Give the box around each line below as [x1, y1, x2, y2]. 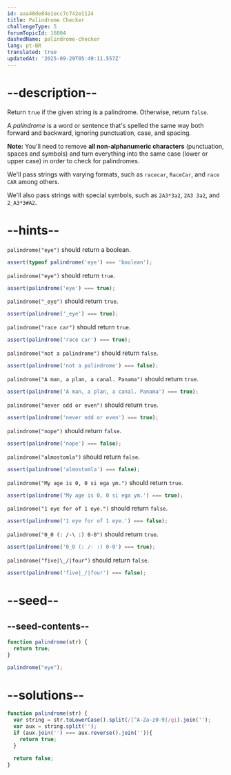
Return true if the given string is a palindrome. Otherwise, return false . [7, 108, 209, 116]
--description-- [7, 84, 98, 100]
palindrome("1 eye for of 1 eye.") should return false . [7, 504, 168, 513]
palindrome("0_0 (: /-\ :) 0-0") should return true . [7, 530, 159, 538]
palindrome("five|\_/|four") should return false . [7, 556, 150, 565]
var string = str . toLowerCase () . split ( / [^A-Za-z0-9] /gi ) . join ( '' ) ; [13, 717, 212, 724]
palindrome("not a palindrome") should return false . [7, 349, 159, 357]
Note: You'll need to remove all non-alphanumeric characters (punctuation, [7, 142, 224, 150]
